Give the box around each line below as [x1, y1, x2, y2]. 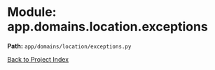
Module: [7, 4, 57, 20]
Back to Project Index [7, 55, 69, 63]
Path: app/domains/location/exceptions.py [7, 42, 132, 50]
